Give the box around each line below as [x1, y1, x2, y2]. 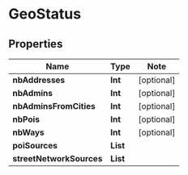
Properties [8, 37, 63, 51]
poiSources [12, 140, 58, 151]
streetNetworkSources [12, 153, 103, 164]
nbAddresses [12, 74, 66, 85]
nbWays [12, 127, 45, 138]
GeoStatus [8, 5, 82, 23]
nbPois [12, 114, 41, 125]
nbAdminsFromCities [12, 101, 96, 111]
